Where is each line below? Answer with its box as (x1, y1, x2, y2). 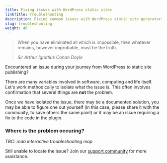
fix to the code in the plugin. (5, 115, 63, 121)
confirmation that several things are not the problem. (5, 89, 113, 95)
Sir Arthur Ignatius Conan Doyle (17, 54, 83, 60)
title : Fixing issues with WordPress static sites (5, 7, 112, 12)
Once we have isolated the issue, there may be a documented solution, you (5, 99, 159, 105)
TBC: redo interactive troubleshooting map (5, 139, 93, 145)
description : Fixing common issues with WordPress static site (5, 16, 139, 21)
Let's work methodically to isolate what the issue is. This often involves (5, 84, 151, 90)
